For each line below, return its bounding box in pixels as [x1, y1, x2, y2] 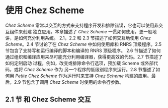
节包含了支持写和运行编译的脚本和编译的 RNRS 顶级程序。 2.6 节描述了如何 [5, 47, 161, 53]
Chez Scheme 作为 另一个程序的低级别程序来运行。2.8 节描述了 [24, 66, 156, 72]
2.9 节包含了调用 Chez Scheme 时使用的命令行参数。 [14, 79, 124, 85]
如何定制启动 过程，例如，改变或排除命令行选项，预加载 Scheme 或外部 [5, 60, 154, 66]
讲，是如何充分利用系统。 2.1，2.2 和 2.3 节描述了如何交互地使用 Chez [5, 35, 151, 41]
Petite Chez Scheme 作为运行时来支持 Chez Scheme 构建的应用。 [15, 73, 152, 79]
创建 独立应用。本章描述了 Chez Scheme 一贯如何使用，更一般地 [22, 28, 157, 34]
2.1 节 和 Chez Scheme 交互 [5, 95, 92, 104]
